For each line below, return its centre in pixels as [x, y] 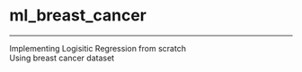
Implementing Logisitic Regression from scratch [98, 48]
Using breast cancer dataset [62, 58]
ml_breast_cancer [78, 16]
